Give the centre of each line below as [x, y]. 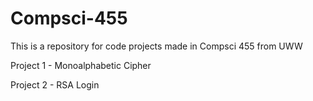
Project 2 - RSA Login [55, 84]
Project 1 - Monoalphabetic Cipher [81, 65]
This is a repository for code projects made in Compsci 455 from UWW [156, 46]
